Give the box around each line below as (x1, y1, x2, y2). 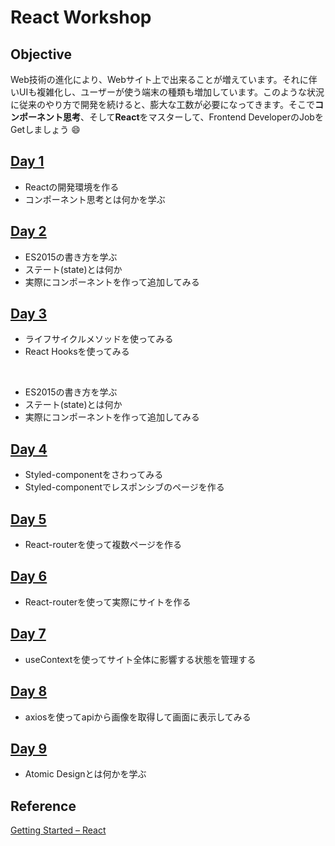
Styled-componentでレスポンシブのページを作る (24, 481, 225, 493)
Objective (10, 46, 73, 63)
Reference (10, 797, 77, 815)
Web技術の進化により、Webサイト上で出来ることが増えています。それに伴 (10, 74, 318, 85)
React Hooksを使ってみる (24, 346, 130, 358)
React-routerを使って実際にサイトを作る (24, 596, 192, 608)
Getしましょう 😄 (10, 124, 81, 135)
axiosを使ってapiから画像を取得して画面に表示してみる (24, 711, 252, 723)
